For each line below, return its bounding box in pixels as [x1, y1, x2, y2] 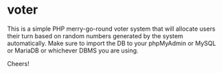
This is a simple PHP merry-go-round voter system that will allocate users [7, 25, 216, 33]
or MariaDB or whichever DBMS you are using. [7, 46, 139, 55]
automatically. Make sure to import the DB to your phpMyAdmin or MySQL [7, 39, 216, 47]
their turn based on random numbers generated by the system [7, 31, 184, 40]
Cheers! [7, 59, 30, 68]
